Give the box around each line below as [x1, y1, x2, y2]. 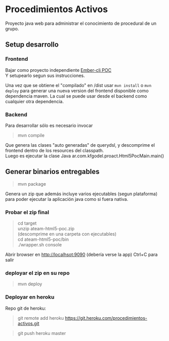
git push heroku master [17, 330, 66, 336]
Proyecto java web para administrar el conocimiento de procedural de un [5, 20, 157, 26]
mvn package [17, 181, 46, 187]
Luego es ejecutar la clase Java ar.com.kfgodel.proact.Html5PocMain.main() [5, 153, 164, 159]
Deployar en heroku [5, 293, 54, 301]
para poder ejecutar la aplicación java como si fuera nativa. [5, 196, 129, 202]
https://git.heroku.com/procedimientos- [65, 315, 147, 321]
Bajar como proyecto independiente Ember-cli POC [5, 67, 112, 73]
